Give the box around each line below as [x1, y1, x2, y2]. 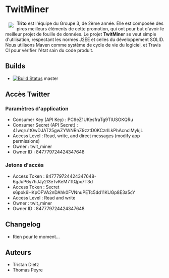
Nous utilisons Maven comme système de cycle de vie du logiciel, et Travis [5, 42, 161, 48]
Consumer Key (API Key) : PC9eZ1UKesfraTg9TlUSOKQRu [12, 116, 133, 123]
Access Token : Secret [12, 184, 60, 190]
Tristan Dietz [12, 262, 39, 268]
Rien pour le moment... [12, 233, 60, 240]
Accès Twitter [5, 90, 50, 99]
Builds [5, 62, 26, 70]
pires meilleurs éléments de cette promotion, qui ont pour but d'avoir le [17, 25, 164, 31]
